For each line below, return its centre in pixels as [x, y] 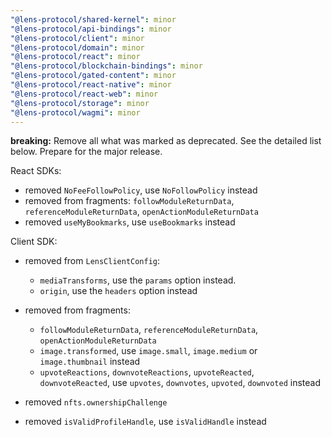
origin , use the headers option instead [118, 291]
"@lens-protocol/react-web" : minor [84, 94]
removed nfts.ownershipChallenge [96, 402]
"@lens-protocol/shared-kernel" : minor [93, 19]
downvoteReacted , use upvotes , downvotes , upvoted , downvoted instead [180, 383]
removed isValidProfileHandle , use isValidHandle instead [145, 422]
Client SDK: [34, 242]
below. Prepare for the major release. [86, 152]
